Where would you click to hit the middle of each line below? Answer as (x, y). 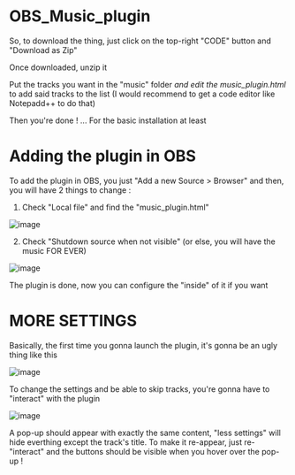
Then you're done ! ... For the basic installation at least (108, 120)
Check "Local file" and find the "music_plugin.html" (115, 207)
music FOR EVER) (54, 250)
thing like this (33, 355)
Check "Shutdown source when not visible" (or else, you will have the (148, 241)
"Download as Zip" (43, 50)
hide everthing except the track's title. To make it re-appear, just (126, 442)
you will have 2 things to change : (70, 190)
